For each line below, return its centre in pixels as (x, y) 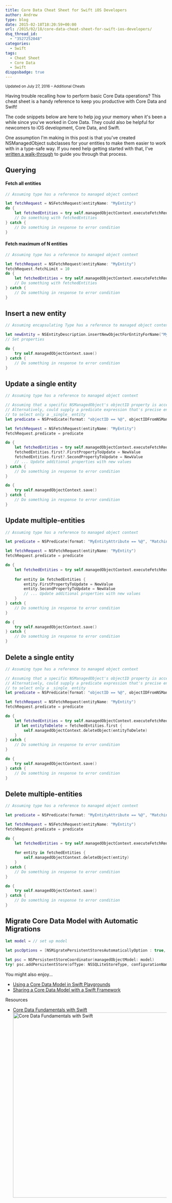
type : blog (17, 20)
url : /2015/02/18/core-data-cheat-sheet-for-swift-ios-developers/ (79, 29)
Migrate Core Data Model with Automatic (72, 921)
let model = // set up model (36, 941)
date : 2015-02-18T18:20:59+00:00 (41, 24)
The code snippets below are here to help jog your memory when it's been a (86, 117)
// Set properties (25, 339)
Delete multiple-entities (44, 794)
